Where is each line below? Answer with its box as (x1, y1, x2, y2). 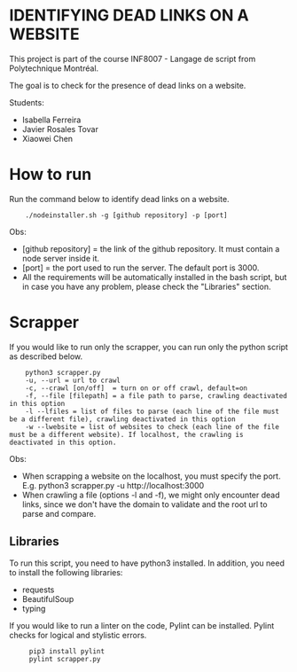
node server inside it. (21, 253, 100, 263)
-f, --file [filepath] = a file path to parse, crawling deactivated (25, 391, 288, 400)
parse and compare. (21, 508, 97, 519)
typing (21, 603, 46, 613)
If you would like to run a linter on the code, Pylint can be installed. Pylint (9, 620, 275, 630)
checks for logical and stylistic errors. (9, 629, 147, 640)
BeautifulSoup (21, 593, 74, 604)
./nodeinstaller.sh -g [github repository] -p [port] (25, 210, 228, 220)
